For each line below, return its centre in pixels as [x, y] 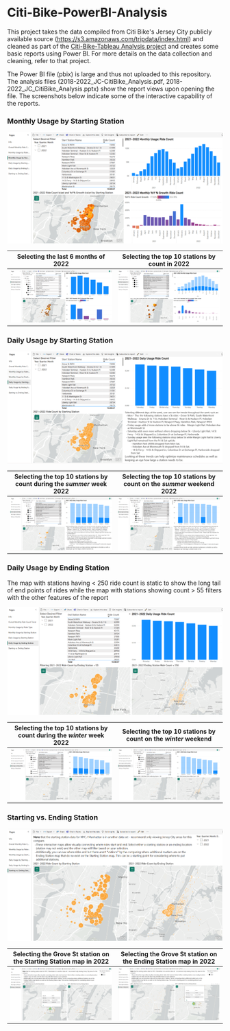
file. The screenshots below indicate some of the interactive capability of [110, 96]
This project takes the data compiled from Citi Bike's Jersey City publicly [110, 32]
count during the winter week [61, 735]
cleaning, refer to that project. [49, 60]
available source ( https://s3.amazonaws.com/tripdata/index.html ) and [105, 38]
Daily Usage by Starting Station [60, 340]
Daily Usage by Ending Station [58, 568]
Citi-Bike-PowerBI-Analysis [87, 13]
